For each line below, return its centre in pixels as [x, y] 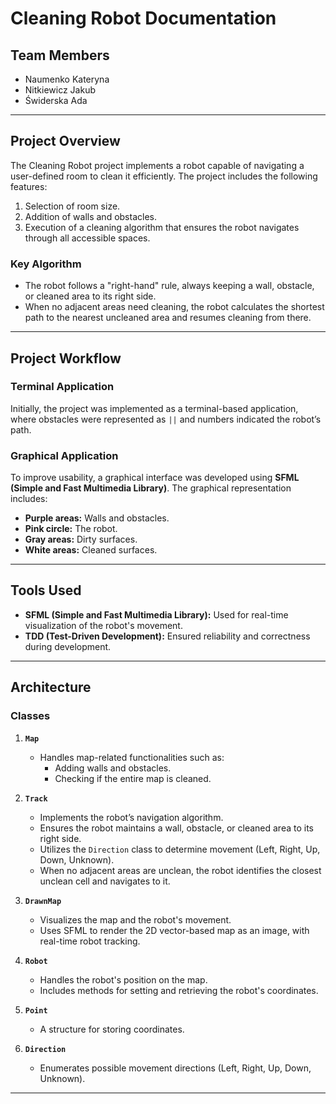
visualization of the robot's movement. [103, 625]
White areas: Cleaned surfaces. [91, 550]
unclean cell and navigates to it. [105, 881]
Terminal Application [62, 387]
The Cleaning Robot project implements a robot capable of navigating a [157, 165]
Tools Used [46, 590]
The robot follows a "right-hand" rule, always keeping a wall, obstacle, [169, 286]
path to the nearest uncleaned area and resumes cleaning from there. [168, 318]
